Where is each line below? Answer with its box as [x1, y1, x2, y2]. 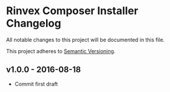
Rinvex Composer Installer [6, 4, 139, 18]
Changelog [6, 17, 61, 30]
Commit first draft [14, 80, 58, 87]
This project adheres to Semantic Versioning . [6, 47, 116, 54]
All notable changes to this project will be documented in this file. [6, 36, 165, 43]
